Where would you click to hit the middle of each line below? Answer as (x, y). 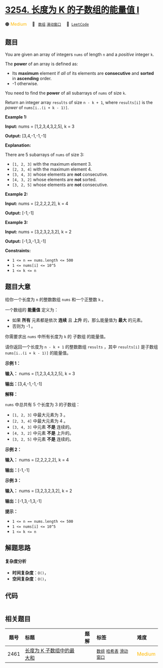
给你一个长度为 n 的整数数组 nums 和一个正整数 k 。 (56, 299)
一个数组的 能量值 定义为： (32, 309)
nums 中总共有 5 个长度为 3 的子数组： (43, 404)
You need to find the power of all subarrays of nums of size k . (66, 93)
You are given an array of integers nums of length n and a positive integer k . (80, 54)
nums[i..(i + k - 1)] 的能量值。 (38, 353)
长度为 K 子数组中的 (47, 651)
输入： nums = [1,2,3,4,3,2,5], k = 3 (40, 373)
